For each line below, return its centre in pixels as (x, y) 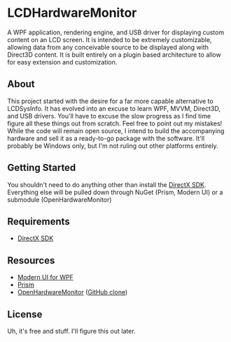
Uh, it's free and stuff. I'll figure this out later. (71, 331)
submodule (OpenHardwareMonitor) (59, 199)
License (25, 314)
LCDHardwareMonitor (72, 13)
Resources (31, 260)
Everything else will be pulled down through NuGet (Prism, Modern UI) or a (115, 192)
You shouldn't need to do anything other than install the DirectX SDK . (107, 184)
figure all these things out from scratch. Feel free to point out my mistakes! (115, 123)
